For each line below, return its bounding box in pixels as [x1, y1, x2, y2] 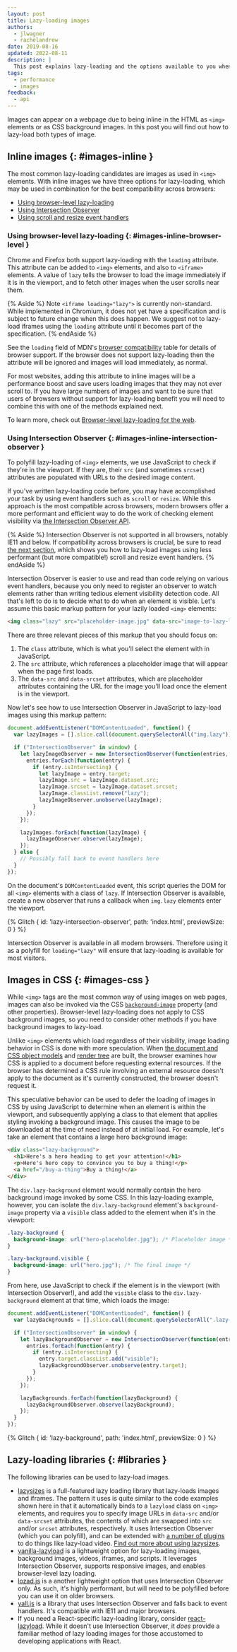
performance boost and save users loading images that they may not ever [7, 380, 222, 388]
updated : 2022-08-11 [7, 50, 68, 57]
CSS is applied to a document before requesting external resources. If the [7, 1059, 221, 1067]
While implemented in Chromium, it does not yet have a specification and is [7, 307, 226, 315]
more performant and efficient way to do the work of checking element [7, 510, 214, 518]
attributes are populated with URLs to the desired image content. [7, 473, 195, 481]
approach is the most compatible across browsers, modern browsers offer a [7, 502, 229, 510]
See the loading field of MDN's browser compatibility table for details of [7, 344, 217, 352]
